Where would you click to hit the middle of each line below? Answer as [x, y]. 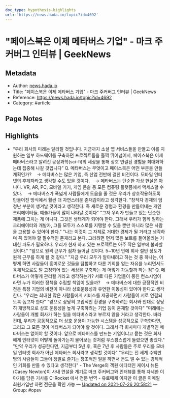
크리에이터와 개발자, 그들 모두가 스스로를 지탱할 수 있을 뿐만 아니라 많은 [83, 225]
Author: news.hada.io [35, 86]
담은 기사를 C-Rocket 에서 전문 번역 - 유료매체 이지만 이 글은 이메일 [93, 378]
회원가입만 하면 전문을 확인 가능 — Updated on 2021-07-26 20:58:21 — [85, 384]
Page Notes [24, 118]
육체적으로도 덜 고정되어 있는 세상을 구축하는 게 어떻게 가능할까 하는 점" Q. [86, 270]
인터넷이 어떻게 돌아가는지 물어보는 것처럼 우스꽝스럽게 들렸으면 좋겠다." [93, 339]
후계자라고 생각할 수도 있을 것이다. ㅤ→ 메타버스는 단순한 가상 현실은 [90, 181]
